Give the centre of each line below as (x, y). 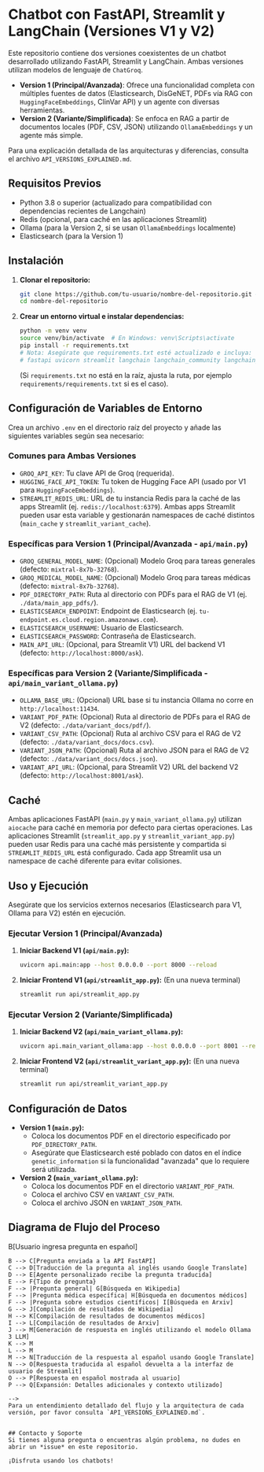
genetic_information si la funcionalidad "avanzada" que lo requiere (140, 1161)
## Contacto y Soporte (45, 1433)
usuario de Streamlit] (45, 1371)
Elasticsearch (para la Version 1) (71, 236)
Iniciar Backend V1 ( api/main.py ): (74, 951)
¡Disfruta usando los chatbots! (61, 1461)
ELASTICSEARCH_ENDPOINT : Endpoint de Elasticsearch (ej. (108, 611)
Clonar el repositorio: (55, 279)
